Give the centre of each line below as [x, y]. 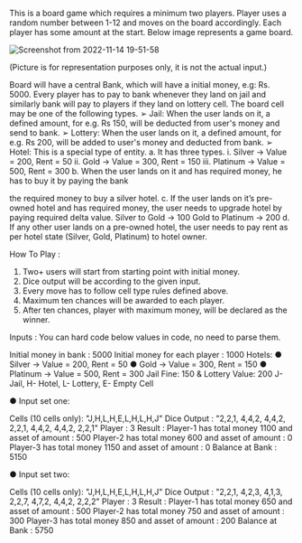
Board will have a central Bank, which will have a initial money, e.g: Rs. [140, 84]
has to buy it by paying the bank [69, 181]
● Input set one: [40, 401]
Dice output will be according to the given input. [111, 281]
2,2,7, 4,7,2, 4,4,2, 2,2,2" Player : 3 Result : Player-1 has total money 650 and [151, 501]
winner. [36, 319]
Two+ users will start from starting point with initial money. [131, 271]
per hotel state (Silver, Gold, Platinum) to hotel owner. [108, 237]
